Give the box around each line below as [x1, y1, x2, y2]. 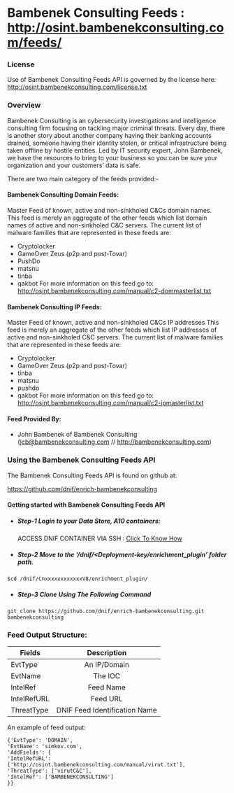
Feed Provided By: [7, 414, 61, 423]
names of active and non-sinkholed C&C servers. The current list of [7, 220, 202, 229]
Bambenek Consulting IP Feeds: [7, 302, 102, 311]
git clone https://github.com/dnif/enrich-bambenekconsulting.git [7, 608, 205, 615]
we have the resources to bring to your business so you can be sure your [7, 153, 218, 162]
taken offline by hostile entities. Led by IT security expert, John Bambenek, [7, 146, 224, 155]
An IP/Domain [84, 660, 129, 670]
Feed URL [90, 694, 124, 704]
